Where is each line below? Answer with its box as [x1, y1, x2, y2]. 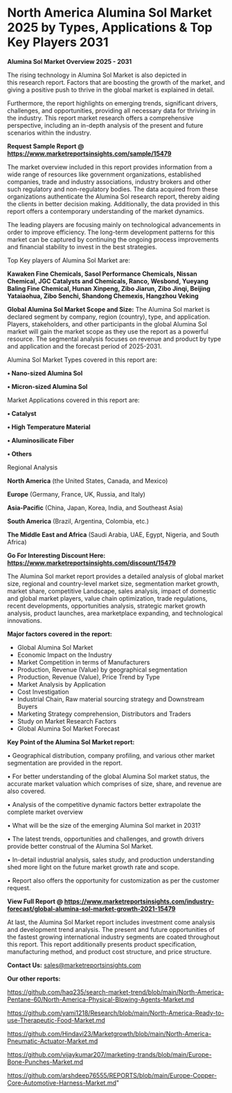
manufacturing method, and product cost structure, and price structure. [7, 947, 212, 956]
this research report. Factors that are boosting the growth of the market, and [7, 78, 225, 86]
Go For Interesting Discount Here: [7, 551, 106, 560]
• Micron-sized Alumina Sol [7, 382, 88, 390]
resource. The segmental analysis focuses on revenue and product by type [7, 335, 222, 343]
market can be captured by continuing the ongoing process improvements [7, 235, 220, 244]
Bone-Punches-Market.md [7, 1058, 84, 1066]
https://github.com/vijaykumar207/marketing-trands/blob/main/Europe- [7, 1050, 213, 1058]
